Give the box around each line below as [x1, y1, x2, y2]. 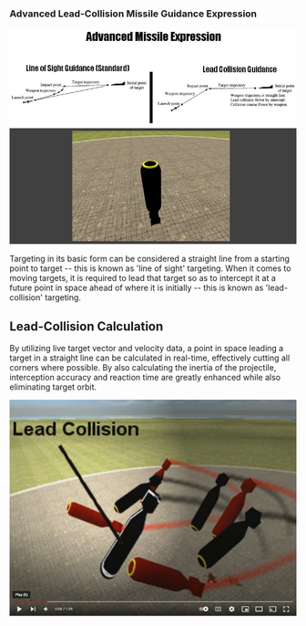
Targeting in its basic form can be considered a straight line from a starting [9, 254, 290, 265]
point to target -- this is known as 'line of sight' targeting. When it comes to [9, 263, 291, 274]
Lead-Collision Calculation [9, 318, 164, 334]
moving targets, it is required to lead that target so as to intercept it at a [9, 273, 276, 284]
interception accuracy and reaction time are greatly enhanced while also [9, 372, 280, 383]
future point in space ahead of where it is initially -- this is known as [9, 282, 264, 294]
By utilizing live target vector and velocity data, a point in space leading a [9, 343, 284, 354]
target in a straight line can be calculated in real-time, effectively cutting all [9, 352, 291, 363]
